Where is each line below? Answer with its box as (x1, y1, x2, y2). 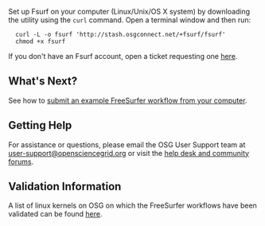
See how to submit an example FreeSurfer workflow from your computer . (8, 95, 247, 105)
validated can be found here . (8, 209, 103, 219)
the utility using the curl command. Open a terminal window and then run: (8, 15, 251, 25)
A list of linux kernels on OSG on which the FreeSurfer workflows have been (8, 201, 257, 210)
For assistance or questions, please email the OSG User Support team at (8, 139, 246, 150)
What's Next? (8, 75, 78, 88)
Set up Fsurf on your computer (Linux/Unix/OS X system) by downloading (8, 7, 251, 16)
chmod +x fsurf (15, 37, 66, 45)
